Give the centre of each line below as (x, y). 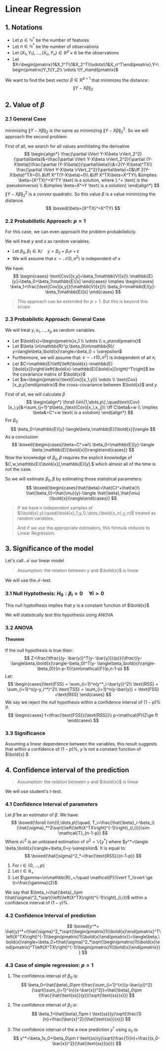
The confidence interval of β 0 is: (45, 977)
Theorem (15, 639)
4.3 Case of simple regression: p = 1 (49, 965)
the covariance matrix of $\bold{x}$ (49, 374)
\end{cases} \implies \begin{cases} (118, 281)
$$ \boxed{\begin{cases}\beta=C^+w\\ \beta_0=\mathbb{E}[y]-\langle (83, 444)
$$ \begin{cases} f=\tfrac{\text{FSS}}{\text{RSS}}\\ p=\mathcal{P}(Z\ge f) (83, 715)
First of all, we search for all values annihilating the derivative (67, 146)
